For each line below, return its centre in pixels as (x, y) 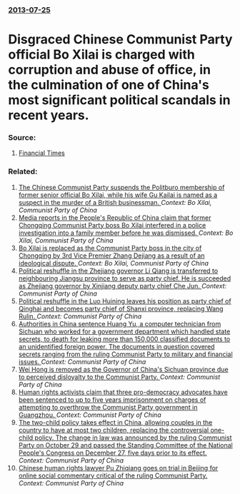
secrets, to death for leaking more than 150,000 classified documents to (124, 339)
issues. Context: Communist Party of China (82, 361)
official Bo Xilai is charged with (101, 55)
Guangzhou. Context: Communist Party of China (90, 415)
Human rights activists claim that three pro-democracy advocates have (123, 392)
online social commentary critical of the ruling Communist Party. (113, 475)
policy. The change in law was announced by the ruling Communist (133, 438)
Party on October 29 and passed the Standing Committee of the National (125, 445)
